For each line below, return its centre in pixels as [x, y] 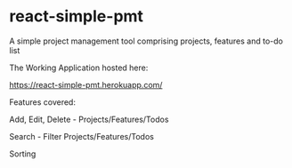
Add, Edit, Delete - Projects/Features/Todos [89, 119]
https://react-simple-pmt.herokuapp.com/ [86, 84]
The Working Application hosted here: [79, 68]
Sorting [23, 154]
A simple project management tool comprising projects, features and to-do [146, 41]
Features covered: [42, 102]
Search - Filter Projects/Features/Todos [81, 136]
